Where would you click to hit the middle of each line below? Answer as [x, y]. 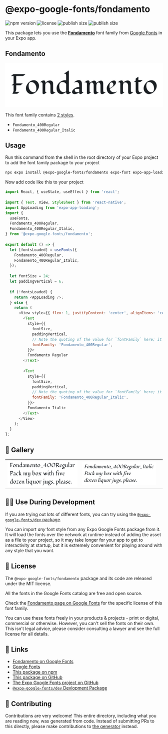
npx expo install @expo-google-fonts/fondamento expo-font [68, 173]
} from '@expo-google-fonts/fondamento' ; [49, 234]
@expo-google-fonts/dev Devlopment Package [60, 688]
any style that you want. [30, 550]
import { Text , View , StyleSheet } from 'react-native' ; [66, 202]
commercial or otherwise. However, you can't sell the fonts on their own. [80, 623]
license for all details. [27, 634]
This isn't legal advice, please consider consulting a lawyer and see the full [82, 629]
